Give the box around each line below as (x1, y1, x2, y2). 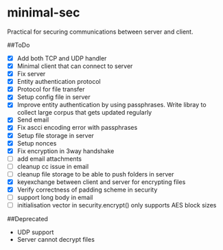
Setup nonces (16, 139, 57, 147)
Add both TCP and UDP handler (16, 54, 107, 62)
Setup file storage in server (16, 131, 95, 139)
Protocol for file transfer (16, 85, 85, 93)
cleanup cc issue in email (16, 162, 89, 170)
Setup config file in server (16, 93, 91, 101)
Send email (16, 115, 49, 124)
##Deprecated (7, 215, 48, 223)
